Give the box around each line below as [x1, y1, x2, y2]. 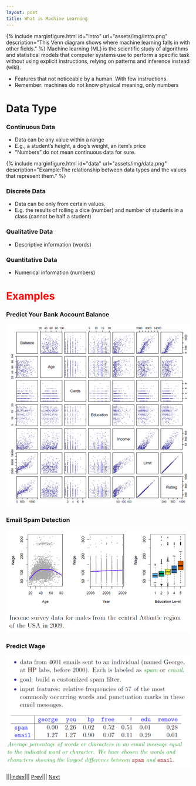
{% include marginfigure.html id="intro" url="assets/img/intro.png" [6, 32, 168, 39]
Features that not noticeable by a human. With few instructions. [14, 75, 168, 82]
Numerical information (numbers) [14, 269, 96, 276]
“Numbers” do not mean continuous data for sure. [14, 149, 136, 156]
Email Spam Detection [6, 516, 70, 524]
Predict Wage [6, 642, 46, 650]
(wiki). [6, 63, 22, 70]
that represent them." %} [6, 172, 66, 179]
